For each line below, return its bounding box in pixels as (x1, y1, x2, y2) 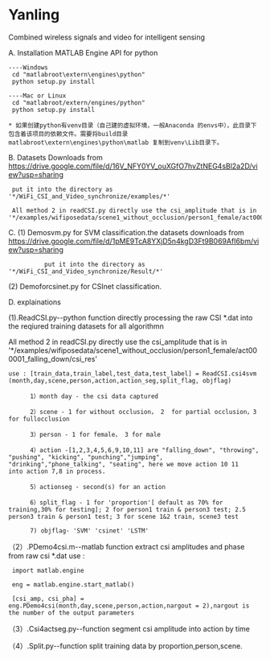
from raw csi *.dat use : (8, 550, 85, 561)
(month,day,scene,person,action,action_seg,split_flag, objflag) (8, 376, 231, 384)
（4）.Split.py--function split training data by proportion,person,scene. (8, 640, 243, 650)
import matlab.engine (11, 566, 84, 574)
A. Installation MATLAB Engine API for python (8, 48, 158, 57)
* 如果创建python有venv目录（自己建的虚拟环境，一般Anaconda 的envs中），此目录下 (8, 121, 257, 130)
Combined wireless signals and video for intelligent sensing (8, 32, 206, 42)
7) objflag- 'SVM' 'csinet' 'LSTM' (29, 526, 149, 535)
